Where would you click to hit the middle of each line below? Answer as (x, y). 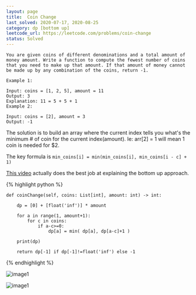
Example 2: (19, 106)
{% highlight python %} (34, 185)
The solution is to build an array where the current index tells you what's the (98, 133)
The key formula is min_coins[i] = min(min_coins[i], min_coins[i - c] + (97, 157)
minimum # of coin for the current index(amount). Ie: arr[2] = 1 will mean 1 (95, 139)
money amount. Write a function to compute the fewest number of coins (96, 60)
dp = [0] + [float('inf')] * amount (62, 206)
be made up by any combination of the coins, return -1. (77, 71)
